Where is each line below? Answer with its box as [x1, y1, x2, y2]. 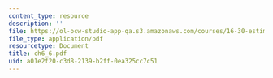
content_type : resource [8, 11, 89, 20]
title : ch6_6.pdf [8, 50, 67, 58]
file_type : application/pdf [8, 34, 104, 43]
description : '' [8, 19, 63, 28]
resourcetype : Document [8, 42, 89, 50]
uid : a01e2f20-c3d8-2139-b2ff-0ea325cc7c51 [8, 58, 158, 66]
